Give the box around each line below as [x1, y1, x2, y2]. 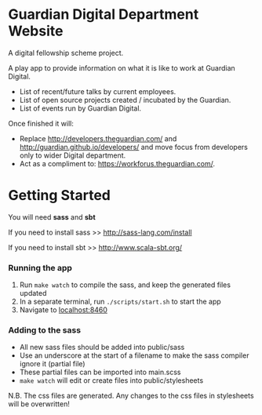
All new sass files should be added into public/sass [19, 343, 185, 352]
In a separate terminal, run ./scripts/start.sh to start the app [19, 297, 221, 307]
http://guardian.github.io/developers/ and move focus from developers [19, 142, 249, 151]
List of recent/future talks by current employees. [19, 86, 176, 96]
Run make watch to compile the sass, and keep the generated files [19, 280, 231, 289]
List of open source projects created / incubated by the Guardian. [19, 95, 231, 104]
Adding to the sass [8, 325, 81, 336]
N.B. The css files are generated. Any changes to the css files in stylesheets [8, 391, 254, 401]
